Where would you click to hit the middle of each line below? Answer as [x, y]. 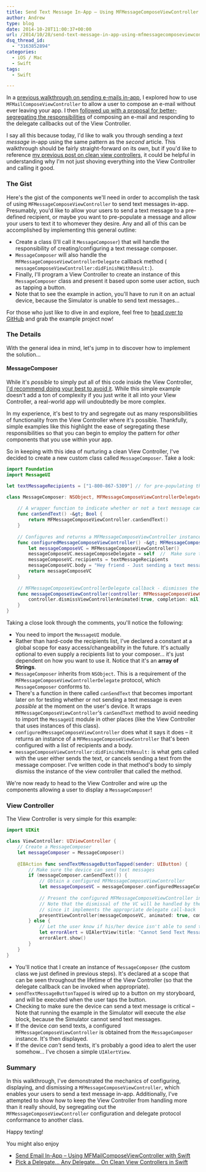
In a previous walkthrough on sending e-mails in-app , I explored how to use [102, 97]
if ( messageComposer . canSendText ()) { [78, 875]
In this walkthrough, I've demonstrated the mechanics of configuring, [93, 1081]
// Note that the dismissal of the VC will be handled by [115, 904]
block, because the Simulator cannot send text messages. [89, 1019]
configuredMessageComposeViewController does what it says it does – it [104, 732]
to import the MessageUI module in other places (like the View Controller [105, 719]
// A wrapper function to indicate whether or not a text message [104, 508]
